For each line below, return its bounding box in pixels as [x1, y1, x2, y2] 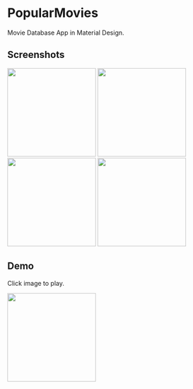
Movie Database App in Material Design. [7, 28, 125, 37]
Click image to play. [7, 279, 65, 287]
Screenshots [7, 49, 65, 61]
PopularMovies [7, 5, 99, 21]
